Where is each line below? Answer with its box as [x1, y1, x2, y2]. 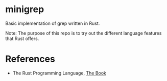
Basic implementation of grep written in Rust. [5, 20, 100, 26]
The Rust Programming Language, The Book [12, 70, 106, 76]
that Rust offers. [5, 35, 39, 42]
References [5, 53, 55, 65]
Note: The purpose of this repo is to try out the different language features [5, 30, 162, 36]
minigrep [5, 4, 44, 15]
